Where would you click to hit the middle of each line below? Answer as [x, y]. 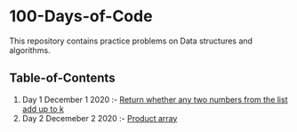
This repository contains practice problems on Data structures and [131, 41]
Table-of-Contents [62, 78]
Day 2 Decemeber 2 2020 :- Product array [100, 118]
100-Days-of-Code [81, 16]
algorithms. [30, 50]
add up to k [43, 109]
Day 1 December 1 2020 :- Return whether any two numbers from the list [155, 99]
